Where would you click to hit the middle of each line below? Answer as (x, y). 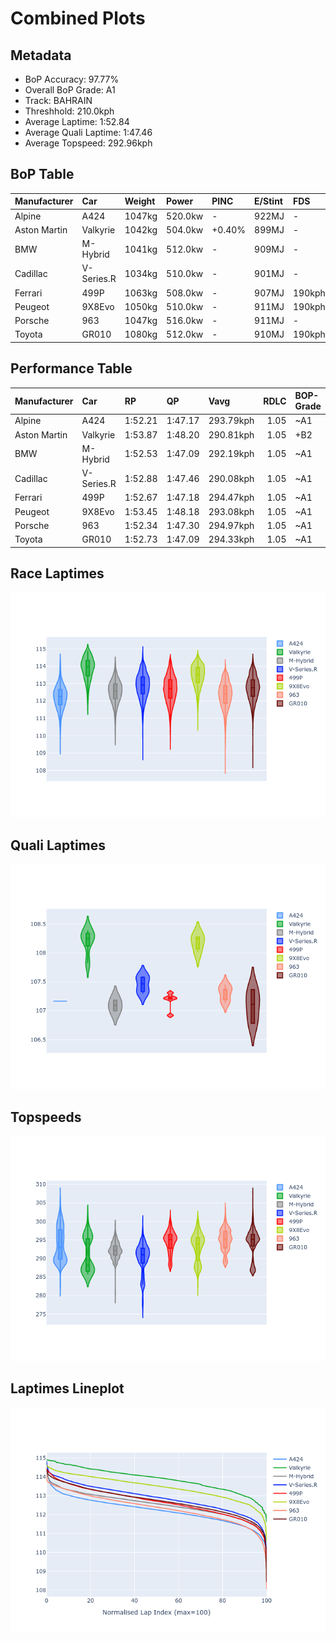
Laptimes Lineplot (67, 1388)
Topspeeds (46, 1117)
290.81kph (231, 434)
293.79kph (231, 421)
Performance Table (71, 368)
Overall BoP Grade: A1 (70, 90)
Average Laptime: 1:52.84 (77, 121)
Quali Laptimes (58, 845)
